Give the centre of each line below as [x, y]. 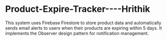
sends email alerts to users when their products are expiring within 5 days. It [83, 28]
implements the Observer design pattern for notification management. [77, 33]
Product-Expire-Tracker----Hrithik [78, 9]
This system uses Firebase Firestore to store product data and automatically [83, 23]
